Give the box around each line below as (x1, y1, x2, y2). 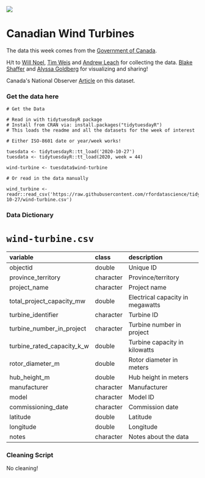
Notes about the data (128, 433, 189, 441)
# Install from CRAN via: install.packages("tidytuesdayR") (6, 122, 163, 128)
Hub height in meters (128, 373, 189, 382)
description (128, 253, 163, 262)
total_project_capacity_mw (9, 297, 86, 305)
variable (9, 253, 34, 262)
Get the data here (6, 92, 59, 101)
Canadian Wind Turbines (6, 27, 135, 41)
